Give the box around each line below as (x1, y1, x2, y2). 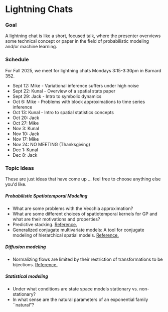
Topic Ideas (5, 164, 34, 171)
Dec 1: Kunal (12, 147, 39, 153)
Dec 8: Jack (12, 152, 38, 158)
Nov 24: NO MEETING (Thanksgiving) (12, 141, 90, 147)
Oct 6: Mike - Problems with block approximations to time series (12, 98, 145, 105)
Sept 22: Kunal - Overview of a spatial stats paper (12, 88, 116, 94)
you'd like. (5, 181, 27, 187)
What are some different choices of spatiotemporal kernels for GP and (12, 211, 158, 217)
